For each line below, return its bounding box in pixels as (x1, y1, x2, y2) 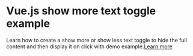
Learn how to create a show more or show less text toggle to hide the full (6, 36, 188, 43)
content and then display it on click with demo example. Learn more (6, 43, 173, 50)
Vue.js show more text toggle (6, 4, 156, 18)
